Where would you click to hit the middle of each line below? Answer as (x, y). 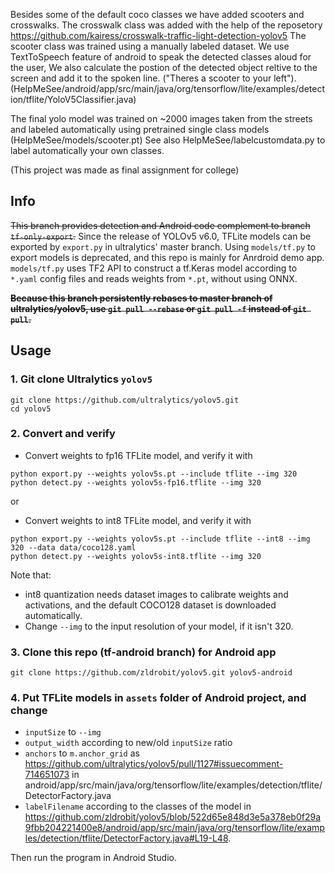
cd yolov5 (31, 409)
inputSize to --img (63, 732)
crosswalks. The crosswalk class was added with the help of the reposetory (166, 25)
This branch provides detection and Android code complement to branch (160, 225)
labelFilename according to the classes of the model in (138, 806)
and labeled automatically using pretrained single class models (140, 129)
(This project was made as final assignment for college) (125, 170)
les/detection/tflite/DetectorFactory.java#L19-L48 (126, 838)
